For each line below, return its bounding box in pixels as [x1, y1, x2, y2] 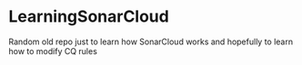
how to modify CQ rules [8, 45, 97, 56]
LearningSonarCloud [8, 6, 169, 27]
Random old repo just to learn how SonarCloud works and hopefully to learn [8, 36, 293, 47]
